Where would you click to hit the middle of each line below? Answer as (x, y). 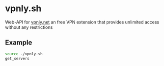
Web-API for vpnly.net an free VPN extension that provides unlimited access (82, 22)
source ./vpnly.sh (24, 54)
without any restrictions (29, 27)
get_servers (17, 58)
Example (19, 43)
